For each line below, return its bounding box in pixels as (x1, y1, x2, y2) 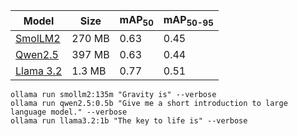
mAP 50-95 (163, 13, 214, 29)
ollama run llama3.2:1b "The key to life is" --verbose (10, 116, 248, 126)
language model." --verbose (10, 107, 128, 118)
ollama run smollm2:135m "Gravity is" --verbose (10, 90, 217, 100)
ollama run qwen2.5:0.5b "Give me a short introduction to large (10, 99, 288, 109)
